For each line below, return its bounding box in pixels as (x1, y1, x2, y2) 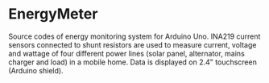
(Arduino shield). (8, 65, 64, 75)
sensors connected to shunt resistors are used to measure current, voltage (8, 39, 257, 49)
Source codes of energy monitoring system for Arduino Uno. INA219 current (8, 31, 261, 41)
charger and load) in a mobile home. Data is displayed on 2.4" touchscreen (8, 57, 258, 67)
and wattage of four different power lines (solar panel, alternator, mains (8, 48, 246, 58)
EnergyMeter (8, 5, 98, 23)
